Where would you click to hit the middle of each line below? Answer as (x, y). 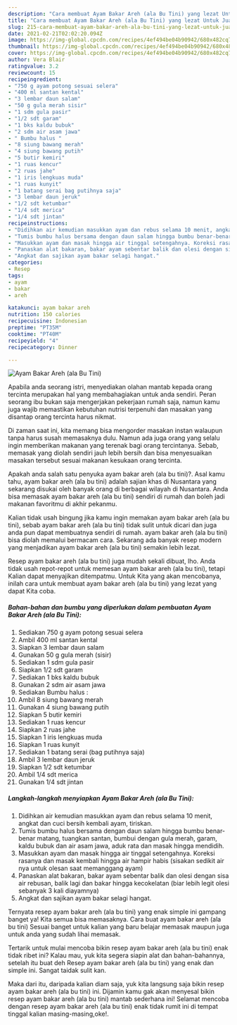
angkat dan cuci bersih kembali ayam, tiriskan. (85, 824)
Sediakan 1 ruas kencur (52, 722)
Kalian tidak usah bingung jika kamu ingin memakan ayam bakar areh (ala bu (119, 517)
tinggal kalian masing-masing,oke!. (58, 1014)
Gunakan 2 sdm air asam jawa (62, 685)
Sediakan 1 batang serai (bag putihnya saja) (81, 752)
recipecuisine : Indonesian (47, 321)
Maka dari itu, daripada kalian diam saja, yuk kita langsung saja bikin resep (116, 984)
